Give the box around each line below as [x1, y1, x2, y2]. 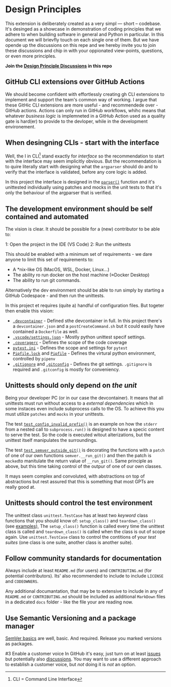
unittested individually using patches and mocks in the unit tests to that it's [5, 184, 162, 191]
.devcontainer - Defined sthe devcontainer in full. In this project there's [12, 318, 162, 324]
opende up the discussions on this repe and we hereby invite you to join [5, 42, 156, 48]
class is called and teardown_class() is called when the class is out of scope [5, 529, 165, 535]
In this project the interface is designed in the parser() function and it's [5, 179, 155, 185]
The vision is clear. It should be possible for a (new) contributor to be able [5, 226, 160, 232]
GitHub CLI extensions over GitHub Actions [5, 77, 145, 86]
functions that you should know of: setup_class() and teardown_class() [5, 517, 156, 523]
